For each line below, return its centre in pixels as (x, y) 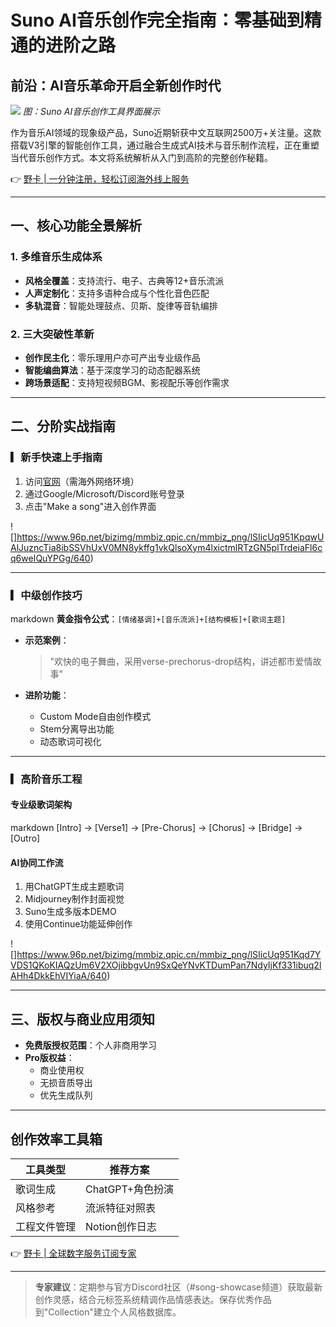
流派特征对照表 (121, 1208)
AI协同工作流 (37, 862)
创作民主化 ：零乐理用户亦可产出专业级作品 (112, 357)
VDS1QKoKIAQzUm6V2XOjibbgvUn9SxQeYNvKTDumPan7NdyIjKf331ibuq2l (166, 965)
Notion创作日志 (121, 1226)
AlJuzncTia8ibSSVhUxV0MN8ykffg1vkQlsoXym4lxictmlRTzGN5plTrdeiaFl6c (166, 547)
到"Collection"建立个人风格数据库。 (108, 1312)
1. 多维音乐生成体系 (56, 257)
